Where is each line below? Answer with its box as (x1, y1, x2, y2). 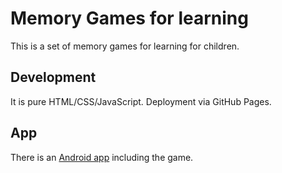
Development (10, 69, 97, 86)
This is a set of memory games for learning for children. (10, 40, 240, 52)
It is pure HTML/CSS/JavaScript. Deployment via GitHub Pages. (10, 95, 272, 107)
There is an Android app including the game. (10, 151, 194, 163)
